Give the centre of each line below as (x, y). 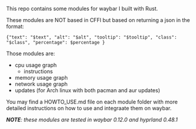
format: (15, 26)
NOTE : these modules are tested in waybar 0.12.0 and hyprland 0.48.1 (92, 119)
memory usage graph (41, 78)
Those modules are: (31, 54)
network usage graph (41, 84)
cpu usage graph (36, 65)
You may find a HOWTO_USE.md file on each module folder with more (92, 102)
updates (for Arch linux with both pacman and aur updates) (88, 90)
